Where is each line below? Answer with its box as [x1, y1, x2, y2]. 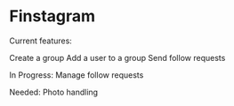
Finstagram [9, 6, 96, 26]
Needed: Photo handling [9, 87, 99, 97]
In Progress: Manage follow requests [9, 69, 144, 80]
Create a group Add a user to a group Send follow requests [9, 52, 226, 63]
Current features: [9, 35, 73, 46]
